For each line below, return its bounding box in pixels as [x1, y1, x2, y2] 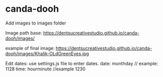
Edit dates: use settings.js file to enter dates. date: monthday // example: [5, 60, 158, 66]
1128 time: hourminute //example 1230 [5, 66, 86, 72]
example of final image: [5, 45, 55, 51]
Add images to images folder [5, 20, 67, 26]
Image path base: [5, 30, 43, 36]
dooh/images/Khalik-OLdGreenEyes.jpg [5, 50, 89, 57]
